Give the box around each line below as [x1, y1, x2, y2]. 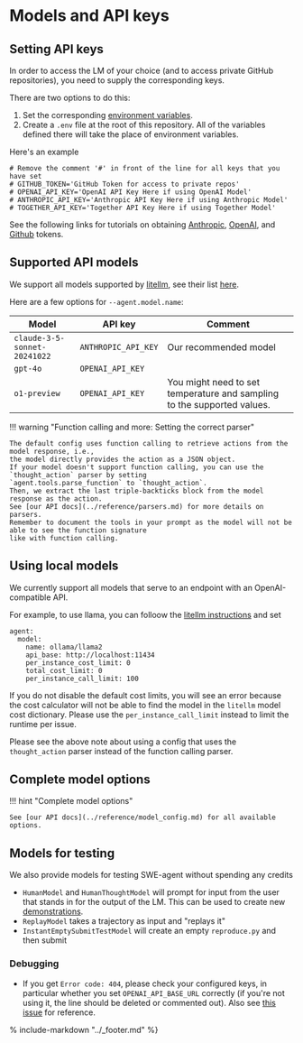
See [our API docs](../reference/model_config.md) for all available [9, 813, 277, 822]
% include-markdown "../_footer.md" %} [9, 1024, 160, 1035]
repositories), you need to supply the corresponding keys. [9, 75, 225, 86]
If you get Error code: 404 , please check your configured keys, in [22, 978, 268, 989]
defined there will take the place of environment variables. [22, 129, 239, 140]
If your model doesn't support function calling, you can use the [9, 462, 264, 472]
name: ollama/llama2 [25, 642, 103, 651]
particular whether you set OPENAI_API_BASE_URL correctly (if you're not [22, 987, 286, 998]
